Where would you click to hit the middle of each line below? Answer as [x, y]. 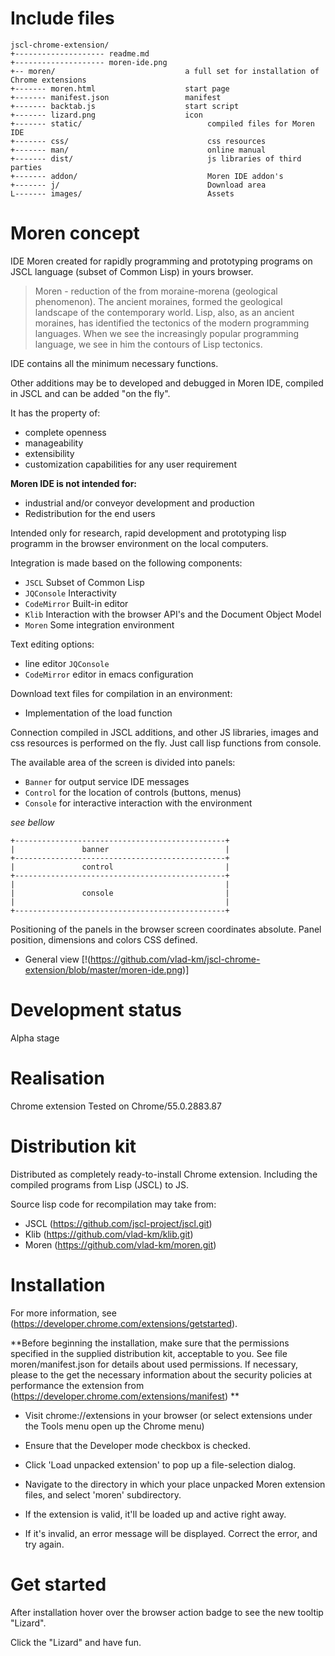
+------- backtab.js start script [125, 106]
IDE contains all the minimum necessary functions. [114, 363]
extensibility [49, 453]
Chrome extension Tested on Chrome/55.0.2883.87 [116, 1106]
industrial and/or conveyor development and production [139, 503]
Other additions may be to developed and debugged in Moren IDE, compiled [167, 383]
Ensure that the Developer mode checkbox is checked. [137, 1445]
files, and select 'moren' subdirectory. [103, 1494]
